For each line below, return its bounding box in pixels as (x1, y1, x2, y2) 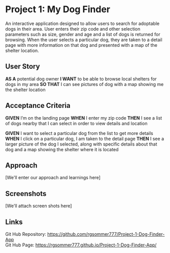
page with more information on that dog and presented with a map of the (5, 42, 158, 48)
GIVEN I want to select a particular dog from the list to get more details (5, 130, 153, 136)
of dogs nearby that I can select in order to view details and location (5, 120, 148, 126)
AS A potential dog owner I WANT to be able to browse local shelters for (5, 75, 157, 82)
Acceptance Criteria (5, 101, 71, 110)
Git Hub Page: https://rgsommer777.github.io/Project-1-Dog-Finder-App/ (5, 242, 157, 248)
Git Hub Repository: (5, 231, 47, 237)
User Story (5, 62, 40, 71)
